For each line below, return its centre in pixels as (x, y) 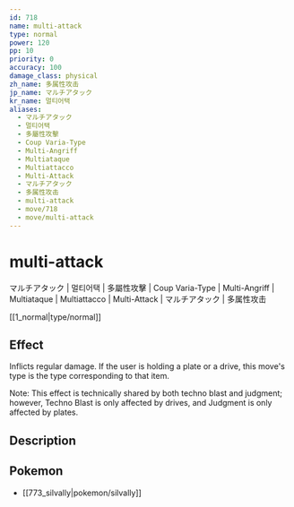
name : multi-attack (46, 26)
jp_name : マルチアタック (51, 92)
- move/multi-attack (56, 217)
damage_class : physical (54, 76)
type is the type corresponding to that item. (90, 376)
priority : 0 (31, 59)
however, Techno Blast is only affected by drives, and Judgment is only (141, 403)
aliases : (26, 109)
